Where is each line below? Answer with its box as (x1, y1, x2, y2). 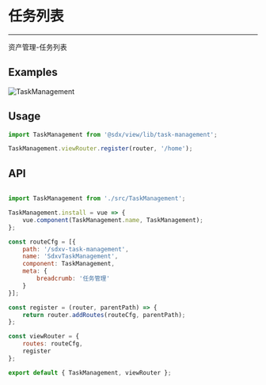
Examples (8, 66, 58, 79)
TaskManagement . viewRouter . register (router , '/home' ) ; (8, 145, 193, 153)
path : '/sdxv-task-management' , (22, 245, 129, 253)
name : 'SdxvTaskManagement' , (22, 252, 119, 261)
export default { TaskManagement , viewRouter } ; (8, 368, 172, 376)
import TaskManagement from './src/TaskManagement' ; (8, 194, 186, 202)
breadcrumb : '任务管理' (36, 274, 111, 282)
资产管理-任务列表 (8, 42, 67, 51)
